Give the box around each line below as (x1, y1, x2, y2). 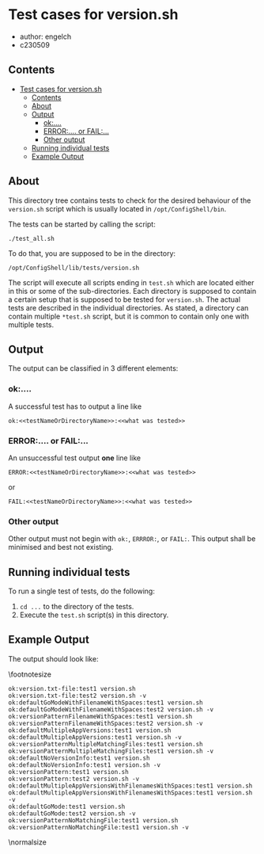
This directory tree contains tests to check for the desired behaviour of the (8, 196, 251, 205)
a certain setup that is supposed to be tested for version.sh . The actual (8, 295, 241, 304)
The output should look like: (8, 654, 99, 663)
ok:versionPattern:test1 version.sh (8, 768, 129, 776)
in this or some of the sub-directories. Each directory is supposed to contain (8, 286, 257, 295)
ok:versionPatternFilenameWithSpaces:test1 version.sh (8, 712, 193, 720)
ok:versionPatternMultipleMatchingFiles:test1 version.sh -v (8, 747, 214, 755)
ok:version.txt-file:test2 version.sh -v (8, 692, 147, 700)
